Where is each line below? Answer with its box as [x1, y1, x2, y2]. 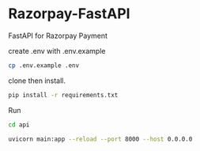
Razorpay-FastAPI [8, 5, 130, 23]
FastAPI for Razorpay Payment [8, 31, 108, 40]
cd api [8, 120, 30, 129]
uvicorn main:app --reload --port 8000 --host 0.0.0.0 [8, 135, 193, 143]
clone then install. [8, 76, 66, 85]
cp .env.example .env [8, 61, 80, 70]
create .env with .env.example [8, 46, 106, 55]
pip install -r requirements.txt [8, 91, 119, 99]
